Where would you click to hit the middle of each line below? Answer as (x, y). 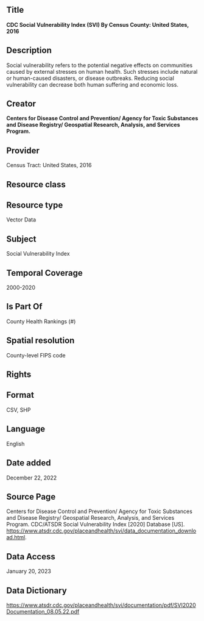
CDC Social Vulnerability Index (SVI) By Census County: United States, (98, 24)
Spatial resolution (40, 341)
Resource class (36, 185)
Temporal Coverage (45, 273)
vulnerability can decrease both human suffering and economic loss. (92, 84)
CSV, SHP (19, 410)
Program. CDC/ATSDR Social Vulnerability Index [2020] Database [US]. (96, 525)
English (16, 443)
